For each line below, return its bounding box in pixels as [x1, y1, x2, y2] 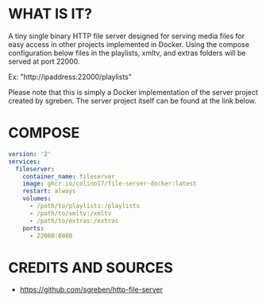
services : [8, 157, 41, 166]
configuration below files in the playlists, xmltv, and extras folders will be [8, 48, 246, 57]
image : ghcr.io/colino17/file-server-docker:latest [22, 180, 197, 188]
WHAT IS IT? [8, 5, 93, 23]
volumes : [22, 194, 52, 203]
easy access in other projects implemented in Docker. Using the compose [8, 39, 250, 49]
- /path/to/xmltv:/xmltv [29, 209, 112, 218]
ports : [22, 224, 44, 232]
